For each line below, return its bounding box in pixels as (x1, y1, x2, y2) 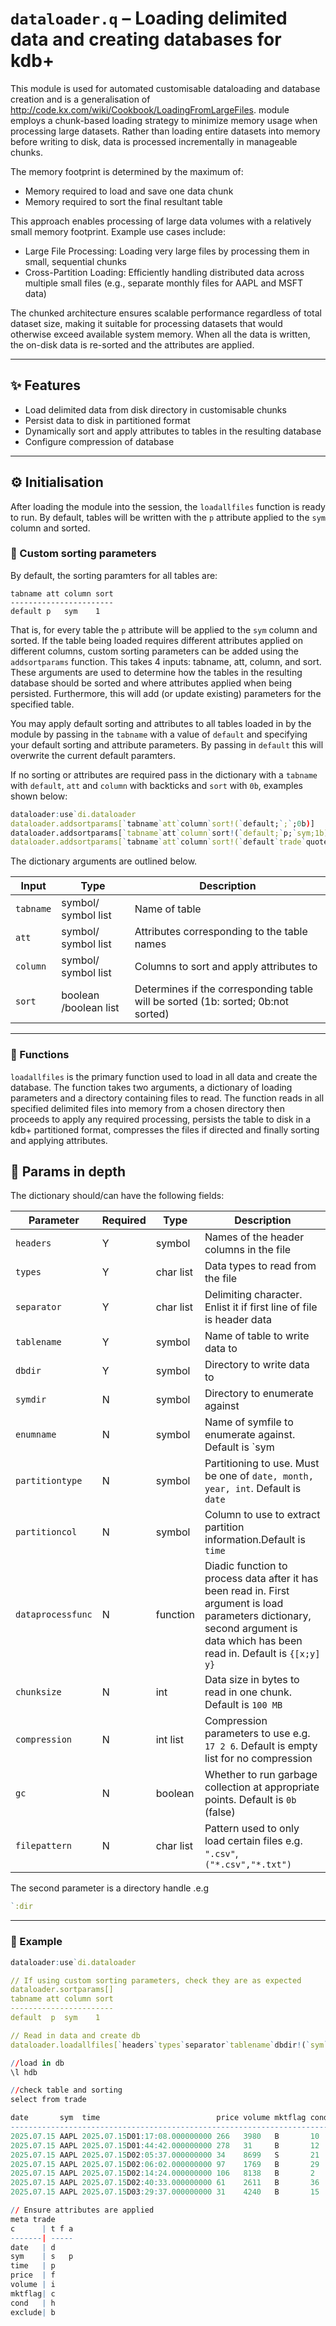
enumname (15, 1429, 57, 1441)
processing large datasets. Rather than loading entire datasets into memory (10, 125, 321, 137)
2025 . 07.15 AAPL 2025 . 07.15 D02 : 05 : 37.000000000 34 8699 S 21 (10, 2150, 320, 2160)
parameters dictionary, (204, 1609, 312, 1623)
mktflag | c (10, 2288, 56, 2299)
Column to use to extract (204, 1508, 321, 1522)
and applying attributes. (10, 1134, 108, 1146)
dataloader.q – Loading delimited (10, 7, 288, 30)
